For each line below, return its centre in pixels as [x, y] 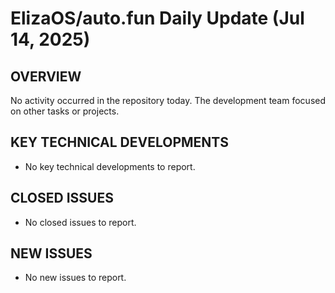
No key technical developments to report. [110, 166]
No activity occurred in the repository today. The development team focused [168, 100]
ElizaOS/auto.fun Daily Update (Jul [157, 18]
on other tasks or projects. [65, 111]
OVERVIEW [46, 76]
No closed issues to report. [80, 222]
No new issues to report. [75, 278]
